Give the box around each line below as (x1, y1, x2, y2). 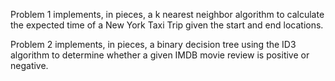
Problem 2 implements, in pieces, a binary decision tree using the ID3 (10, 39, 297, 50)
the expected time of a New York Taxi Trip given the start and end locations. (10, 19, 324, 31)
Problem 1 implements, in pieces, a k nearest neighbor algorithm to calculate (10, 9, 325, 20)
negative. (10, 60, 49, 71)
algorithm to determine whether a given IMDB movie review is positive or (10, 49, 310, 61)
